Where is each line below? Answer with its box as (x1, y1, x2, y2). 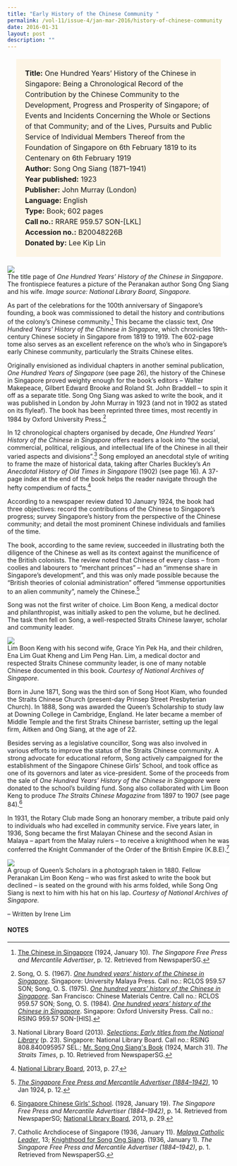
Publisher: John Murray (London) (25, 185, 138, 195)
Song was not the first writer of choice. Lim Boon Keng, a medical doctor (7, 601, 219, 609)
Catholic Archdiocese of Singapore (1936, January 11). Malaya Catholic (17, 1128, 224, 1136)
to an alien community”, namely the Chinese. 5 (7, 586, 140, 596)
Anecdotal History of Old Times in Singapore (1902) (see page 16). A (7, 467, 207, 476)
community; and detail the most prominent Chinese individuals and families (7, 519, 226, 528)
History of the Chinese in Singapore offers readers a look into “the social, (7, 436, 220, 444)
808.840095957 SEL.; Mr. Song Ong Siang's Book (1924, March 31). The (17, 1043, 228, 1052)
